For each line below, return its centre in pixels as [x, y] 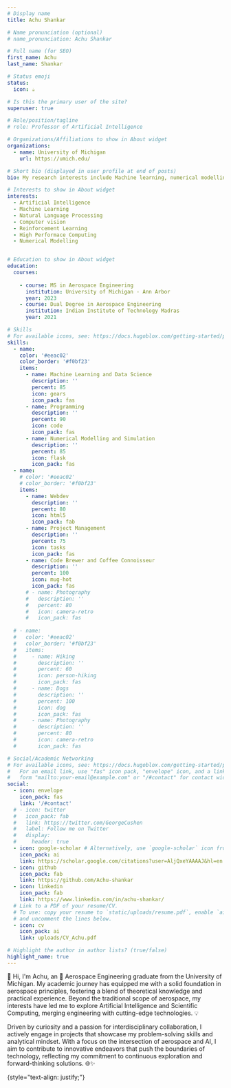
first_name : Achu [32, 58]
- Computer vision [40, 222]
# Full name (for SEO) [40, 51]
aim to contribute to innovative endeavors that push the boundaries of [106, 1049]
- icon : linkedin [38, 887]
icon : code [47, 426]
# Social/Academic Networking [51, 759]
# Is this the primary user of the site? [67, 102]
